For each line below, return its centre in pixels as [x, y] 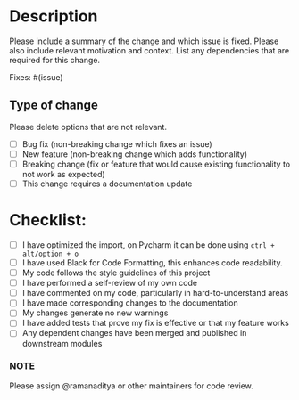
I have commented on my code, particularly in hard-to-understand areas [155, 293]
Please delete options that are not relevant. [88, 127]
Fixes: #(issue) [37, 77]
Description [54, 16]
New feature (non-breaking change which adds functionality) [135, 154]
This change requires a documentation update [107, 184]
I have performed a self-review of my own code [110, 283]
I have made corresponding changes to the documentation [130, 303]
